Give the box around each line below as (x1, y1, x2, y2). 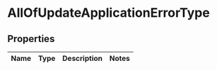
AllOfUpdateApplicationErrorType (7, 5, 210, 21)
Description (62, 54, 102, 63)
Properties (7, 33, 55, 45)
